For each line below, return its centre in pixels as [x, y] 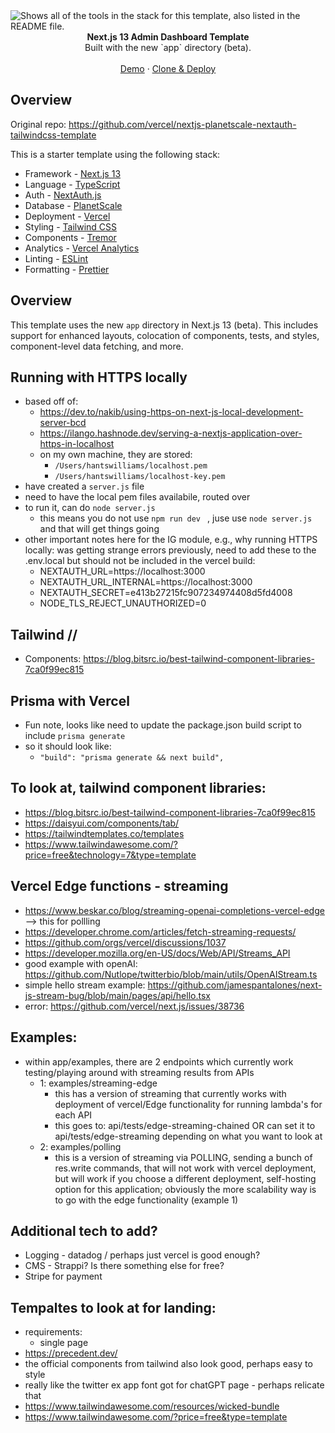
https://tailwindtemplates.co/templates [104, 833]
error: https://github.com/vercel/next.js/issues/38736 [134, 1006]
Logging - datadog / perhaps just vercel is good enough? [142, 1255]
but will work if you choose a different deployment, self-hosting [185, 1178]
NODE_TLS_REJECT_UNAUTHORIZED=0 [123, 603]
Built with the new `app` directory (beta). [168, 47]
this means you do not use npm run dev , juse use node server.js [176, 518]
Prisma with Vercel [70, 700]
